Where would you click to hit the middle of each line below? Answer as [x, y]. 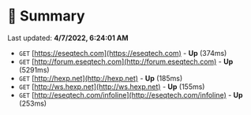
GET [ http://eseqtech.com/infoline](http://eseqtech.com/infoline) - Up [131, 95]
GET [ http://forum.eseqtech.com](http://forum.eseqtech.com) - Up [126, 61]
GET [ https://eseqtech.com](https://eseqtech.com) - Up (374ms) [123, 53]
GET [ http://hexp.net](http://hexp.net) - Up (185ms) [101, 78]
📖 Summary [46, 16]
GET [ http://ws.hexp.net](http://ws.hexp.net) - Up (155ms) [112, 87]
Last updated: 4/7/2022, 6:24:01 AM [68, 38]
